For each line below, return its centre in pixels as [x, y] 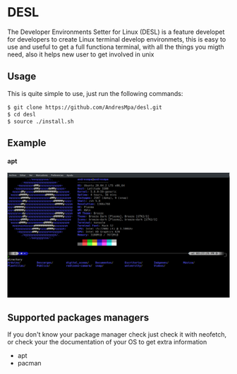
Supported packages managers [78, 317]
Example [27, 143]
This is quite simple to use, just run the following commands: [95, 93]
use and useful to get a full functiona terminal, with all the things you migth [116, 47]
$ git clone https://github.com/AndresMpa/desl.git [85, 107]
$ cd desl [22, 114]
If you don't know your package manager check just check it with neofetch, [117, 334]
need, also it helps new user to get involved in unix [81, 54]
